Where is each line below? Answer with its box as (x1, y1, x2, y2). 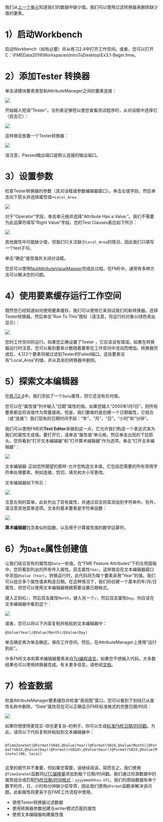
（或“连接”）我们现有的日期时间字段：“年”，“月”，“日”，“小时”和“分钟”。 (5, 415, 151, 421)
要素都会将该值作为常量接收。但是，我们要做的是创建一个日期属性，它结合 (5, 409, 154, 415)
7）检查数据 (5, 680, 53, 691)
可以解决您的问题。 (9, 271, 48, 278)
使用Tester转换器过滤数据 (12, 799, 64, 805)
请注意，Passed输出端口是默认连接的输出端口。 (5, 152, 101, 158)
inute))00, (5, 751, 27, 756)
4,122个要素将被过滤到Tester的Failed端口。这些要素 (17, 351, 121, 357)
